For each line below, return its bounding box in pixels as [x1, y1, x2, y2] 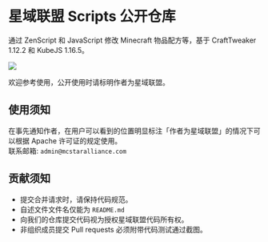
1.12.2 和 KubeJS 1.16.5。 [8, 45, 90, 54]
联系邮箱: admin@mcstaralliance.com [8, 146, 126, 155]
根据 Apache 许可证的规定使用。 [14, 135, 122, 145]
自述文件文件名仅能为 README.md [19, 204, 126, 214]
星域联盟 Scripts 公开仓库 [8, 7, 176, 26]
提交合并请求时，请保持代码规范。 [19, 194, 133, 204]
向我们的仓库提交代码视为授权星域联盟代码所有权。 [19, 214, 189, 224]
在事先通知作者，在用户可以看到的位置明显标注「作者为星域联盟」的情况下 [8, 126, 254, 135]
